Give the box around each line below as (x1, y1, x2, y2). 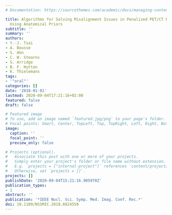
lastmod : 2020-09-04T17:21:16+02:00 (5, 93, 83, 98)
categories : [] (5, 83, 38, 89)
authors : (5, 36, 24, 41)
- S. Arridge (5, 59, 33, 64)
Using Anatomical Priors (10, 21, 63, 27)
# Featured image (5, 112, 42, 117)
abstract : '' (5, 192, 33, 198)
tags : (5, 74, 17, 79)
